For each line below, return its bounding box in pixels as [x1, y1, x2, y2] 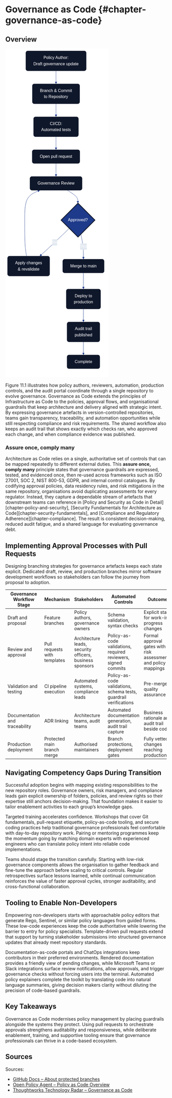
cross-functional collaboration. [5, 884, 71, 890]
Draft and [7, 614, 27, 621]
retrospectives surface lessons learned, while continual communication [5, 873, 156, 879]
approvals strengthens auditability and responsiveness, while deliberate [5, 1027, 157, 1033]
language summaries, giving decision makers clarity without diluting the [5, 982, 157, 988]
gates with [143, 644, 166, 650]
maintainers [74, 746, 99, 752]
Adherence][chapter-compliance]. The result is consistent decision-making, [5, 515, 165, 522]
